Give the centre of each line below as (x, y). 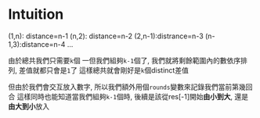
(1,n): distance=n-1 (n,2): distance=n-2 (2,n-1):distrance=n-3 (106, 36)
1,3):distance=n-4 (37, 44)
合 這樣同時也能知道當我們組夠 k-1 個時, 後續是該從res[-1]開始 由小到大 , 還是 (128, 96)
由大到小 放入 (29, 106)
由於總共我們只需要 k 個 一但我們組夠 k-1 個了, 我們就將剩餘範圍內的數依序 (125, 60)
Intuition (36, 14)
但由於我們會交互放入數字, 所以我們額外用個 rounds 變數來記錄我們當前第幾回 (130, 87)
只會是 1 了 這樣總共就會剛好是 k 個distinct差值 (117, 70)
